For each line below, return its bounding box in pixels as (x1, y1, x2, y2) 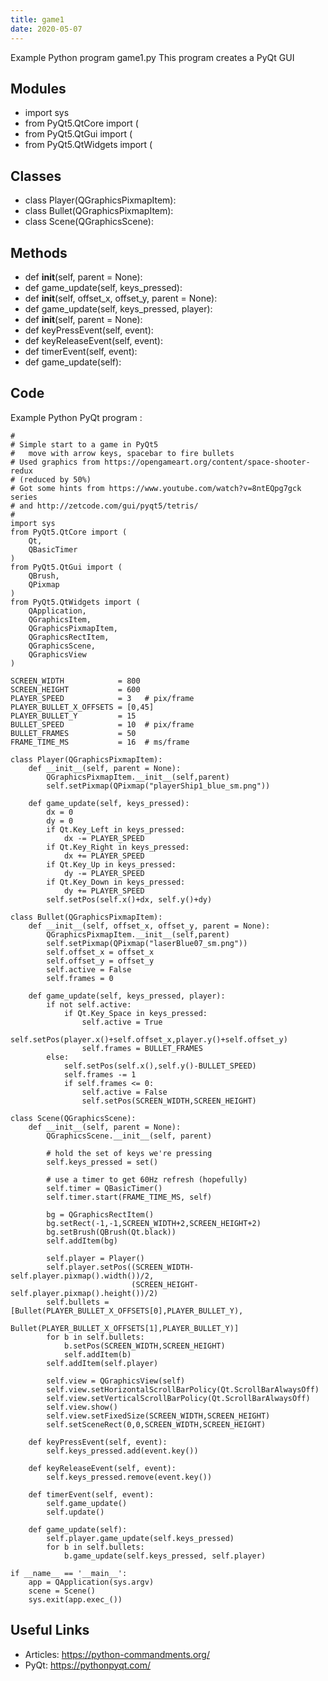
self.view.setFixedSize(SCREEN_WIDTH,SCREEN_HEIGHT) (46, 1411, 271, 1421)
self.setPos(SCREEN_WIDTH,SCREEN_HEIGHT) (81, 1096, 257, 1106)
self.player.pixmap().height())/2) (10, 1288, 159, 1298)
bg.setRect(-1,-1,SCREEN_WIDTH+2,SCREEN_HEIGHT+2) (46, 1218, 262, 1228)
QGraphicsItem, (28, 614, 92, 625)
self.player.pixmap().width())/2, (10, 1271, 155, 1281)
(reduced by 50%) (19, 474, 92, 485)
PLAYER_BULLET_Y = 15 (10, 711, 137, 721)
